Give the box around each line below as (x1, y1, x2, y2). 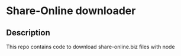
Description (6, 28, 50, 38)
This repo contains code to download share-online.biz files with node (6, 43, 176, 50)
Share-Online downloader (6, 4, 136, 18)
